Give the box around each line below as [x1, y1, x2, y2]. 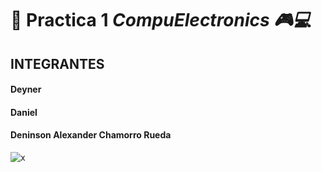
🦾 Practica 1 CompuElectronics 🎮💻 [10, 9, 312, 32]
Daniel [10, 106, 38, 118]
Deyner [10, 83, 42, 96]
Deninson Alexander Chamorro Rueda [10, 129, 172, 141]
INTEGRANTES [10, 55, 105, 72]
